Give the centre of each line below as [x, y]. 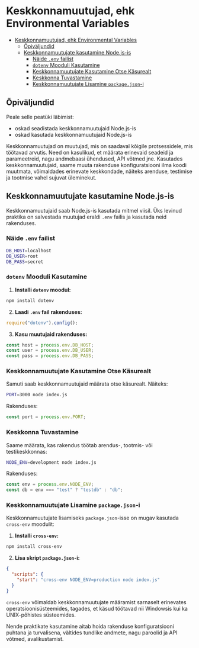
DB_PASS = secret [25, 262]
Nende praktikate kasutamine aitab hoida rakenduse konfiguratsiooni [90, 626]
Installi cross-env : [37, 536]
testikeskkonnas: [27, 451]
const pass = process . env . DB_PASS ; [50, 356]
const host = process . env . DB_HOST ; [50, 345]
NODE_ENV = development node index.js [51, 462]
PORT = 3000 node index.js [37, 395]
